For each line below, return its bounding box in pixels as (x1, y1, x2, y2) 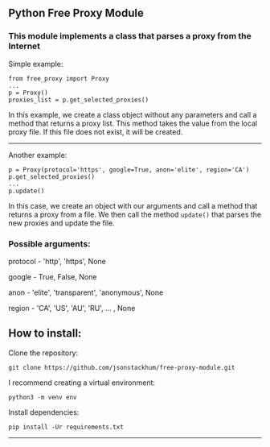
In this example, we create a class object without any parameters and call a (8, 110, 257, 119)
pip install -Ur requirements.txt (8, 423, 125, 431)
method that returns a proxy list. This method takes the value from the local (8, 118, 258, 128)
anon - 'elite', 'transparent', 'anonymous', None (8, 288, 164, 297)
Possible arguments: (8, 238, 91, 249)
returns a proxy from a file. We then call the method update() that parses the (8, 209, 262, 219)
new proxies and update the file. (8, 217, 115, 228)
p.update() (8, 187, 45, 195)
